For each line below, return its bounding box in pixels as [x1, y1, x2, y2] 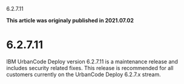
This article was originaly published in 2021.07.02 [6, 17, 134, 24]
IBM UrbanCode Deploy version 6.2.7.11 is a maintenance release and [6, 57, 179, 65]
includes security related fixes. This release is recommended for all [6, 64, 174, 71]
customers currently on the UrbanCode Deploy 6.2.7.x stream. [6, 71, 162, 78]
